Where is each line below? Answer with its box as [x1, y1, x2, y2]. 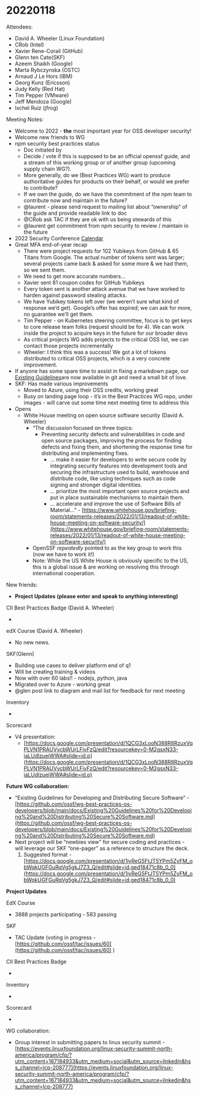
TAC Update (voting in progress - [14, 934, 96, 941]
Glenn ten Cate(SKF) [14, 54, 65, 61]
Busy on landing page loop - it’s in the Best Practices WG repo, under [23, 392, 193, 400]
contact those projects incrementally [23, 342, 114, 349]
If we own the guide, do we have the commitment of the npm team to [23, 190, 192, 197]
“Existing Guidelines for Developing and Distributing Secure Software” [14, 794, 185, 801]
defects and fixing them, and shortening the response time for [41, 443, 193, 450]
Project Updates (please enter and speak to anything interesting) [14, 592, 178, 599]
